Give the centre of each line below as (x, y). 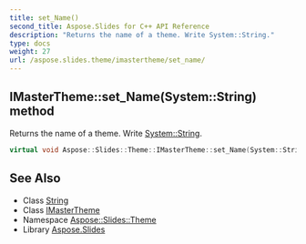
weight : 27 (30, 52)
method (32, 112)
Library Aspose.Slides (64, 229)
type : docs (30, 43)
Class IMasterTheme (61, 209)
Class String (46, 200)
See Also (35, 178)
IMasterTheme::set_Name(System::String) (133, 97)
